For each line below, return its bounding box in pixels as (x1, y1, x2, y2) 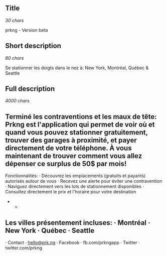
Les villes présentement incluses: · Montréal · (5, 218, 150, 227)
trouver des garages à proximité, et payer (5, 136, 137, 145)
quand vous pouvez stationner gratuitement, (5, 128, 148, 137)
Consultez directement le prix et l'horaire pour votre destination (5, 189, 136, 195)
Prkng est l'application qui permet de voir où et (5, 120, 155, 129)
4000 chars (5, 98, 30, 104)
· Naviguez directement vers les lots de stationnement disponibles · (5, 183, 144, 190)
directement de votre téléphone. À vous (5, 144, 132, 152)
